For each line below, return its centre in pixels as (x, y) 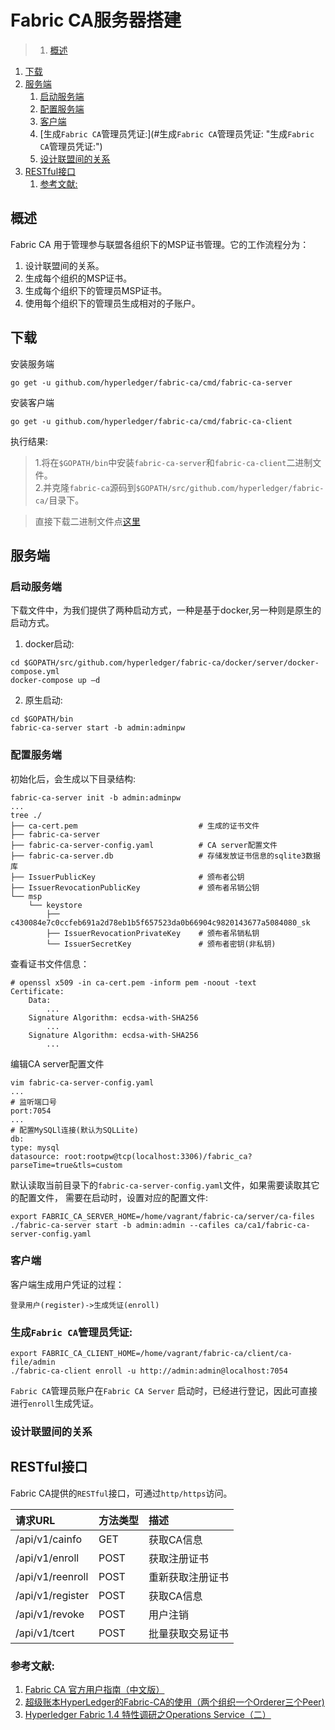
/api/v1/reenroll (52, 1576)
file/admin (33, 1362)
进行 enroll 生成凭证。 (54, 1403)
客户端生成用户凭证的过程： (67, 1284)
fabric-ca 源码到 (103, 487)
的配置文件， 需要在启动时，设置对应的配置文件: (109, 1197)
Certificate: (37, 991)
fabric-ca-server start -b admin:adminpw (98, 728)
